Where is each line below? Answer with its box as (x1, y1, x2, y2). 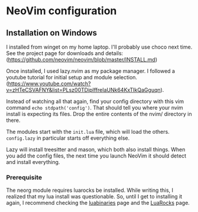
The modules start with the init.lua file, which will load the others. (6, 129, 170, 135)
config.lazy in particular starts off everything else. (6, 134, 130, 142)
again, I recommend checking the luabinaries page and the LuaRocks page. (6, 200, 190, 207)
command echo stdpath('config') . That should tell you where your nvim (6, 104, 183, 111)
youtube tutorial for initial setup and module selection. (6, 74, 138, 81)
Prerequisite (6, 173, 43, 181)
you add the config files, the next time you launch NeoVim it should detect (6, 152, 187, 159)
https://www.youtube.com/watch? (8, 80, 91, 87)
